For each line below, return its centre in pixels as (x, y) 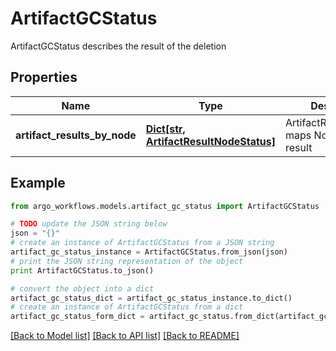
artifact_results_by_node (76, 135)
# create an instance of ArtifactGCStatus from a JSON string (142, 243)
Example (38, 183)
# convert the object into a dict (82, 288)
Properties (44, 77)
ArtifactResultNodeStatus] (211, 141)
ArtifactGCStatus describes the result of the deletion (118, 46)
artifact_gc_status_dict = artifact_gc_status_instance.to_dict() (151, 298)
